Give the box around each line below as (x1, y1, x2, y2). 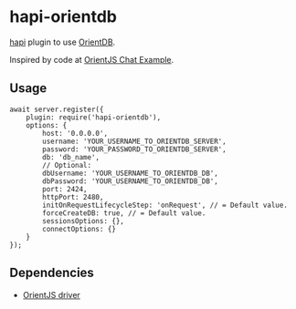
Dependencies (9, 265, 94, 281)
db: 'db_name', (42, 152, 100, 161)
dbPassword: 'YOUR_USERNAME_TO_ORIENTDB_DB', (42, 176, 219, 186)
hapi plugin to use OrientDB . (9, 36, 116, 47)
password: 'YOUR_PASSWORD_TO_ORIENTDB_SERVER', (42, 144, 227, 154)
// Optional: (42, 160, 92, 170)
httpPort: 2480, (42, 192, 104, 201)
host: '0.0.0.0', (42, 129, 108, 138)
